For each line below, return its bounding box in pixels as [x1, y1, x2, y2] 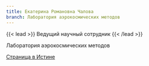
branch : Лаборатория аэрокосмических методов [6, 14, 120, 20]
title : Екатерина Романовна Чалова [6, 8, 94, 15]
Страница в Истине [6, 53, 56, 60]
